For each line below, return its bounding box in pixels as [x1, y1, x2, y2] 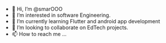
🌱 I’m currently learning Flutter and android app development [11, 18, 161, 24]
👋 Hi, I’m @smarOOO [11, 6, 63, 12]
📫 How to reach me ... [11, 31, 67, 37]
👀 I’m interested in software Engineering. [11, 12, 111, 19]
